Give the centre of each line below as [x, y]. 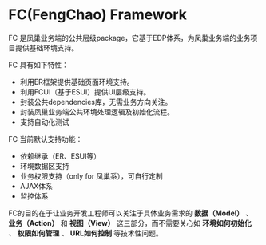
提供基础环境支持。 [46, 48]
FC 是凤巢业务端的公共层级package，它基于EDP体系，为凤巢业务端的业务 [129, 38]
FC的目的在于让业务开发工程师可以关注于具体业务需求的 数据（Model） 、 [131, 213]
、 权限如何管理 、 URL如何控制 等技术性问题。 [86, 233]
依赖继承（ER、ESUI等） [60, 156]
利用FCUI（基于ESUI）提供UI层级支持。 [85, 92]
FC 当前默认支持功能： [46, 139]
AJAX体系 [36, 186]
